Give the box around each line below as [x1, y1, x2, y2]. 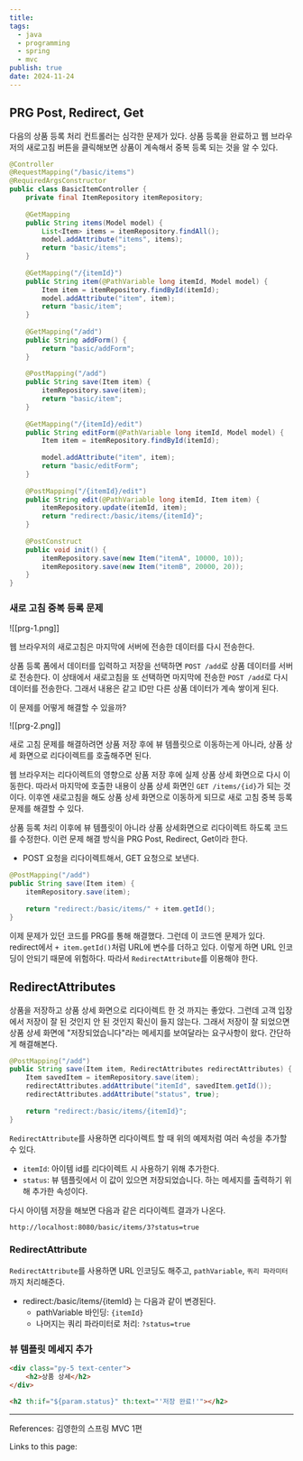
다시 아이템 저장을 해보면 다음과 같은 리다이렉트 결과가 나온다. [9, 1205, 226, 1216]
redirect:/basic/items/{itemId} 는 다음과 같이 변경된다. [22, 1295, 216, 1306]
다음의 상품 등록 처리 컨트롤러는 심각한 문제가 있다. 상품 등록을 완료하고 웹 [9, 130, 269, 141]
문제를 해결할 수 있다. [9, 804, 84, 814]
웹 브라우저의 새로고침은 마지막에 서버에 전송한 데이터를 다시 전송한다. [9, 641, 255, 652]
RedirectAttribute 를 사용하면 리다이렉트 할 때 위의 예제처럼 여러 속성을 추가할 [9, 1133, 288, 1144]
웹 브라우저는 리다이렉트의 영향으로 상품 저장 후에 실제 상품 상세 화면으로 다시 [9, 769, 281, 780]
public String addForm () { [25, 335, 127, 345]
